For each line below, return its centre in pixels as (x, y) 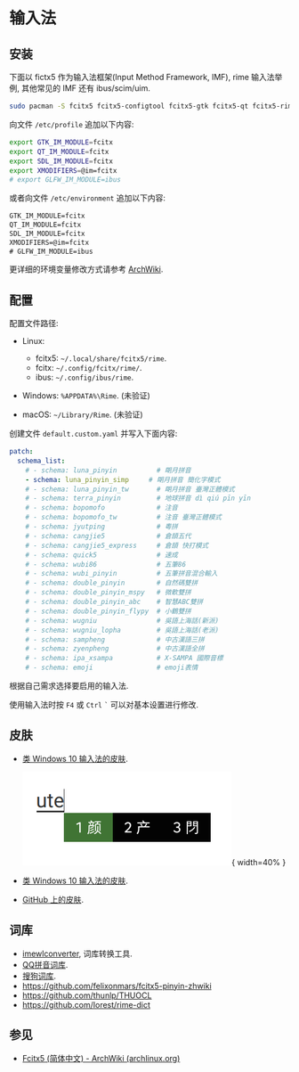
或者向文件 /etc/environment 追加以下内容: (88, 198)
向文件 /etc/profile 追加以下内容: (72, 124)
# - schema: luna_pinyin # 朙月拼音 (108, 470)
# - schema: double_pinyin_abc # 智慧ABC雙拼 (114, 602)
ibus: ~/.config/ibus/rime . (85, 377)
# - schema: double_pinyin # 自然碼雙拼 (112, 583)
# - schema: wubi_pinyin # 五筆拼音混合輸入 (121, 574)
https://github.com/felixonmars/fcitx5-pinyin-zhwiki (117, 986)
